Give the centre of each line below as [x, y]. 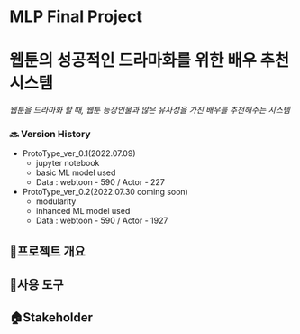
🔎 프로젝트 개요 [47, 251]
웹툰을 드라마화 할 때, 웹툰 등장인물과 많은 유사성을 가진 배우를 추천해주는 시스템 [150, 110]
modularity [56, 201]
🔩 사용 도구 [37, 285]
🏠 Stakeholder [51, 317]
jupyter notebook [68, 163]
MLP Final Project [76, 17]
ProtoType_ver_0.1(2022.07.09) [79, 153]
